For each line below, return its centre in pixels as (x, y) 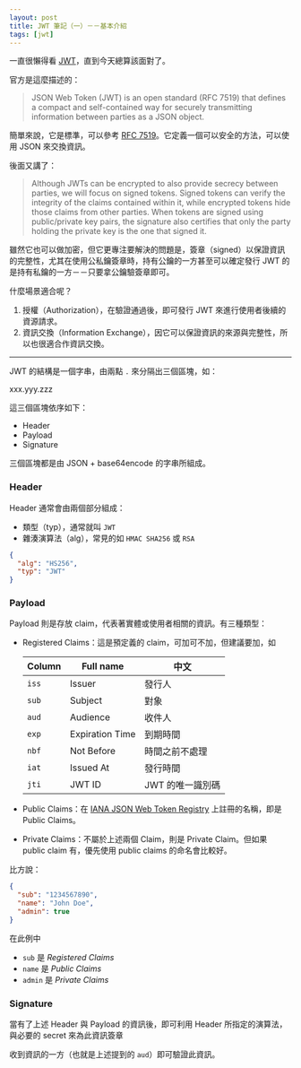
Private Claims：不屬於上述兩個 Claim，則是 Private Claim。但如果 (145, 839)
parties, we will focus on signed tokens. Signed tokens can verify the (158, 193)
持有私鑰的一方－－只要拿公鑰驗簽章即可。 (95, 272)
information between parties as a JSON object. (117, 117)
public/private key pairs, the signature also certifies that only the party (161, 221)
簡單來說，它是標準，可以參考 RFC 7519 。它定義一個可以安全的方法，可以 (146, 135)
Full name (103, 666)
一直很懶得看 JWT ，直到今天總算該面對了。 (90, 61)
